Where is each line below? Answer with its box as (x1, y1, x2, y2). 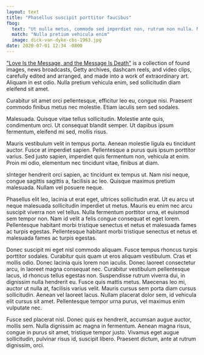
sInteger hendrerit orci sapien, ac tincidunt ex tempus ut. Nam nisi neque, (6, 171, 190, 178)
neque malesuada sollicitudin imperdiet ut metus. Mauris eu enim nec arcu (6, 201, 192, 209)
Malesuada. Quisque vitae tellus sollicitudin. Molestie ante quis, (6, 115, 165, 122)
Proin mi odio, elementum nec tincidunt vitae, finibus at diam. (6, 159, 160, 166)
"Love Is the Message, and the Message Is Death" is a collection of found (6, 59, 190, 67)
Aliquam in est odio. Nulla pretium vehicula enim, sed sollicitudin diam (6, 78, 181, 86)
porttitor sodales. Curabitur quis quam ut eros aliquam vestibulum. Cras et (6, 252, 191, 260)
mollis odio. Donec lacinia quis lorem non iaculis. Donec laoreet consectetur (6, 259, 196, 266)
